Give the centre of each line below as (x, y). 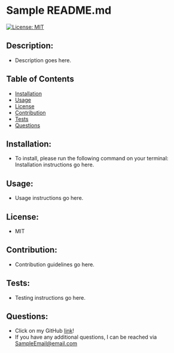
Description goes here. (43, 60)
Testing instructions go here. (50, 297)
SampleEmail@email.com (46, 343)
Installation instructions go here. (54, 165)
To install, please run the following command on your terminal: (91, 159)
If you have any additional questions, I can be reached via (86, 337)
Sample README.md (59, 10)
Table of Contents (40, 79)
